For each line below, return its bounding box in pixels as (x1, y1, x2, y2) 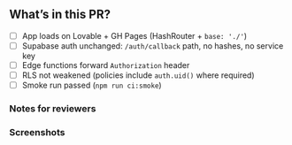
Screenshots (9, 126, 65, 138)
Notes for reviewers (9, 103, 96, 115)
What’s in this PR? (9, 7, 111, 22)
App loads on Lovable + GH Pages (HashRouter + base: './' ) (21, 30, 248, 41)
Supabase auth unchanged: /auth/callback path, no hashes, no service (21, 40, 284, 51)
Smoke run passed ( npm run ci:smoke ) (21, 80, 162, 91)
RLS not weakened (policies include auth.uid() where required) (21, 70, 255, 80)
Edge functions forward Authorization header (21, 59, 190, 70)
